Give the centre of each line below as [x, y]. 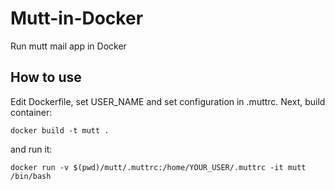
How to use [46, 77]
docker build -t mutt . [60, 130]
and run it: [31, 149]
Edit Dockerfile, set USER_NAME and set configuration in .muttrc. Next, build [168, 101]
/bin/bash [31, 176]
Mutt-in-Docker [77, 18]
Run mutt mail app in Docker [68, 46]
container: [31, 112]
